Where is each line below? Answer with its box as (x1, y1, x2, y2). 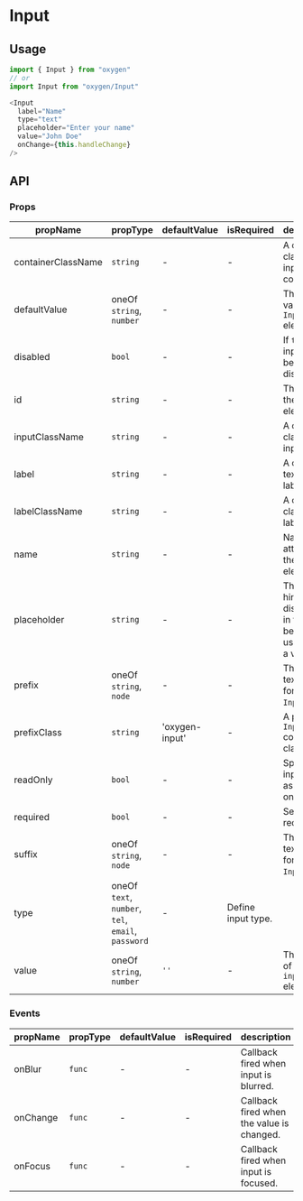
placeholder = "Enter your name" (17, 124, 135, 133)
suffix (14, 848, 38, 861)
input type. (226, 912, 273, 925)
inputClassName (14, 430, 84, 443)
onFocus (14, 1159, 51, 1172)
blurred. (240, 1079, 274, 1092)
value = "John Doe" (17, 132, 83, 141)
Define (226, 901, 255, 914)
